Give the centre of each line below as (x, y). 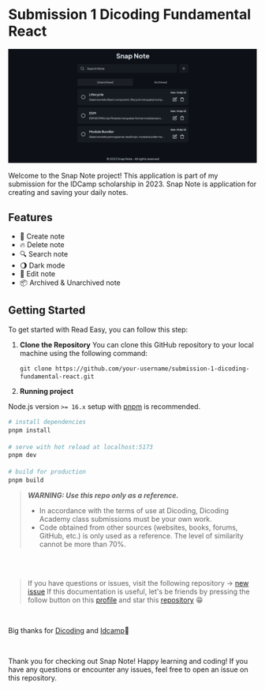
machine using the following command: (84, 353)
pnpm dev (22, 456)
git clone (36, 369)
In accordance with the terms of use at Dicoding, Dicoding (134, 510)
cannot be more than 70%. (82, 544)
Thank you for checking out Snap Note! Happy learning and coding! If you (128, 661)
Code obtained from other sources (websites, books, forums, (138, 527)
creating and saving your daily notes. (68, 193)
